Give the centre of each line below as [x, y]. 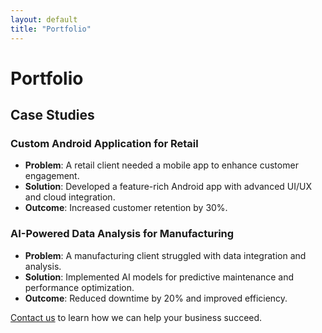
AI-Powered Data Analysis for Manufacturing [122, 234]
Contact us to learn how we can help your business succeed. [136, 317]
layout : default [44, 19]
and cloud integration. [70, 197]
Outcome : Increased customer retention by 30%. [126, 208]
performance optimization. [79, 287]
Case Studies [52, 115]
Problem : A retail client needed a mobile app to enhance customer [161, 165]
